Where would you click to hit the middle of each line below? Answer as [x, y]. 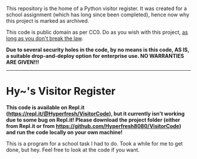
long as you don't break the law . [45, 38]
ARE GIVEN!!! [23, 62]
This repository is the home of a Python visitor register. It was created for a [96, 8]
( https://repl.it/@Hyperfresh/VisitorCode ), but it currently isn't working [95, 113]
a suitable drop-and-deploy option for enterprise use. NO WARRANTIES [95, 56]
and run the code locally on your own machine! [64, 132]
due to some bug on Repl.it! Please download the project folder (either [93, 120]
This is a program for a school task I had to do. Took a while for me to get [94, 143]
